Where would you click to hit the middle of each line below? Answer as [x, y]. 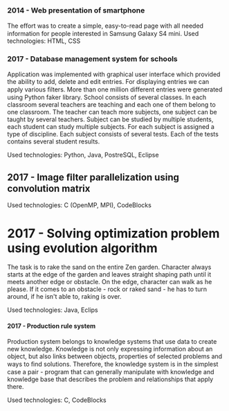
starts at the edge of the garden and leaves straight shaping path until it [109, 274]
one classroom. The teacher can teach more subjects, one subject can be [112, 112]
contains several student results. [54, 141]
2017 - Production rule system [52, 326]
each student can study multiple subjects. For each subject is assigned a [111, 126]
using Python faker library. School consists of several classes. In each [107, 97]
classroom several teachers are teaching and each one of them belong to [111, 104]
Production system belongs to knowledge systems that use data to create [112, 341]
